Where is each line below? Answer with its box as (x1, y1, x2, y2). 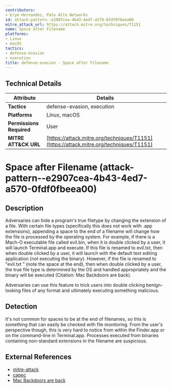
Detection (5, 302, 37, 311)
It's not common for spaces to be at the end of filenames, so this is (5, 316, 146, 322)
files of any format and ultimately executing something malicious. (22, 287, 160, 293)
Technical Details (5, 79, 62, 88)
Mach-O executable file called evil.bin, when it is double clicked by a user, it (5, 239, 165, 246)
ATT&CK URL (8, 141, 40, 148)
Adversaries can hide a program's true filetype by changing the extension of (5, 217, 166, 224)
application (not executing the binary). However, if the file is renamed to (5, 255, 157, 262)
